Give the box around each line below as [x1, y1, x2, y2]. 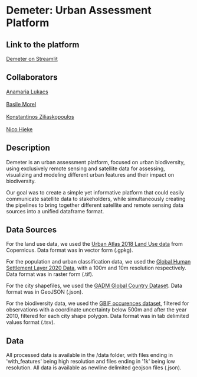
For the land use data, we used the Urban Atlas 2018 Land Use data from [6, 240, 183, 248]
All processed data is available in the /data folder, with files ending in [6, 352, 173, 359]
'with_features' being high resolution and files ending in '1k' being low [6, 358, 175, 365]
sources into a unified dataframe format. [6, 207, 104, 214]
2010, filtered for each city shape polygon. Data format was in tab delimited [6, 313, 189, 320]
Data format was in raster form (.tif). [6, 271, 94, 278]
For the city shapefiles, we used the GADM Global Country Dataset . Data [6, 282, 183, 290]
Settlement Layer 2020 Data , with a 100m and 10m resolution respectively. [6, 264, 187, 272]
